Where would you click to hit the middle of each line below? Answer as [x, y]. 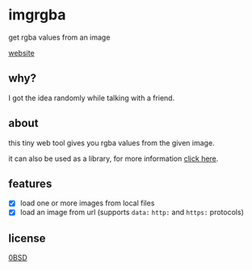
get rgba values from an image [59, 37]
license [27, 238]
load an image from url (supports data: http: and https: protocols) [132, 213]
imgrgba [37, 15]
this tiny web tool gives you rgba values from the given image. [112, 142]
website [21, 53]
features [30, 184]
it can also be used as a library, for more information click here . [113, 158]
